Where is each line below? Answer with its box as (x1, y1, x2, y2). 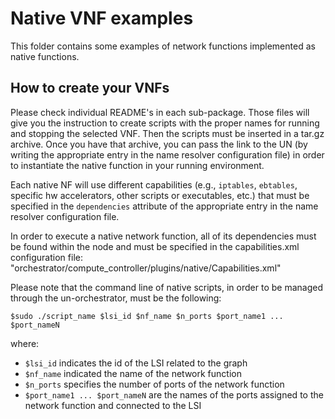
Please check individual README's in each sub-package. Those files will (10, 106, 310, 118)
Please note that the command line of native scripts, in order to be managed (10, 281, 323, 293)
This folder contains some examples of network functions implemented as (10, 40, 316, 52)
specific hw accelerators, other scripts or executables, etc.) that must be (10, 189, 310, 201)
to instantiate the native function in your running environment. (10, 159, 265, 171)
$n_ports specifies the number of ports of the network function (24, 378, 285, 390)
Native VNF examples (10, 7, 194, 30)
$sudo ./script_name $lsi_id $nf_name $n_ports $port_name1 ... (10, 311, 284, 321)
